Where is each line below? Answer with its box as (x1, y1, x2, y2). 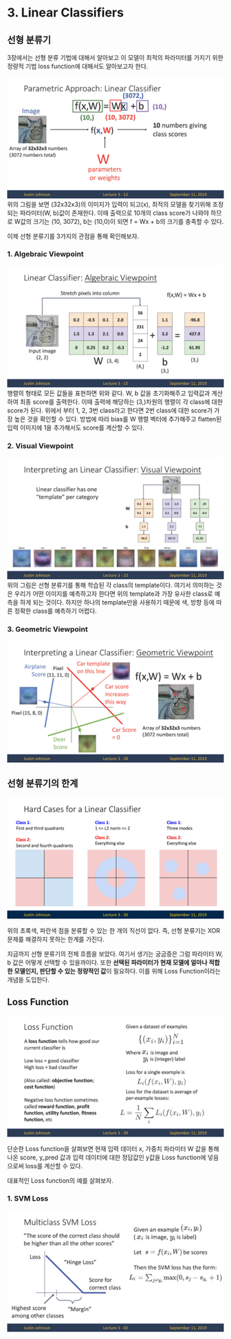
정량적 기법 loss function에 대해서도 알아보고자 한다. (7, 62, 148, 70)
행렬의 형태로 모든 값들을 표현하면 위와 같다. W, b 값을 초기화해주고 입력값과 (7, 389, 210, 397)
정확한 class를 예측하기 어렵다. (14, 607, 98, 615)
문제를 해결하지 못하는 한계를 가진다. (7, 935, 104, 944)
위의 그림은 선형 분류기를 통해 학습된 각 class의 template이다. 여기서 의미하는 (7, 581, 215, 589)
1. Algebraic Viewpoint (7, 249, 84, 259)
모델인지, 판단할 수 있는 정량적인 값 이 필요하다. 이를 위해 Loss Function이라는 (14, 967, 221, 976)
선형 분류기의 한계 (7, 778, 78, 790)
